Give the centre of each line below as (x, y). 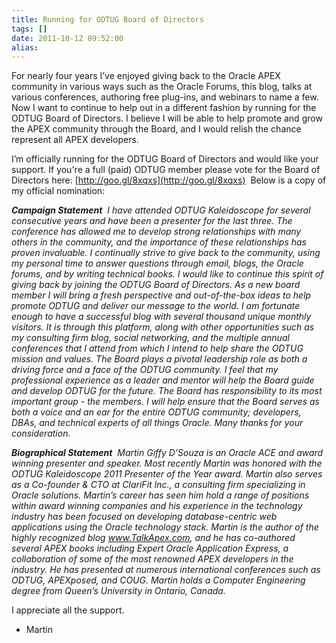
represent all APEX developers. (75, 140)
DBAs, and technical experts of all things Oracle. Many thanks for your (157, 423)
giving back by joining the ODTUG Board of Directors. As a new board (156, 285)
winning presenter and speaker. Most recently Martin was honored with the (167, 463)
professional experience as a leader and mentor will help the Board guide (163, 380)
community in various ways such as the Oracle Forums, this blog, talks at (162, 87)
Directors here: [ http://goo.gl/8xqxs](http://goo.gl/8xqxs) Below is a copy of (169, 180)
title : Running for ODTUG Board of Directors (107, 19)
